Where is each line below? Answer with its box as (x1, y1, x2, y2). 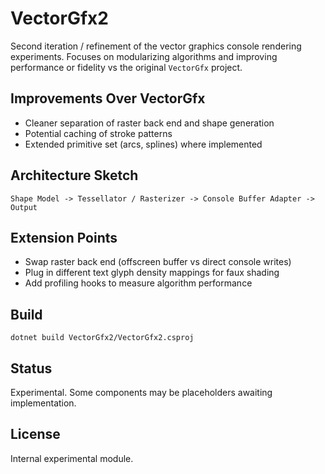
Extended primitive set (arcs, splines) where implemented (24, 138, 263, 150)
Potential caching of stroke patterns (24, 127, 173, 139)
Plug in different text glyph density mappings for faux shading (24, 267, 280, 279)
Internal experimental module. (10, 452, 134, 464)
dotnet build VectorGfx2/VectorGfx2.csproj (10, 333, 195, 343)
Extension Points (10, 229, 118, 246)
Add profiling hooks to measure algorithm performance (24, 277, 253, 289)
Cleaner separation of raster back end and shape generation (24, 117, 275, 129)
